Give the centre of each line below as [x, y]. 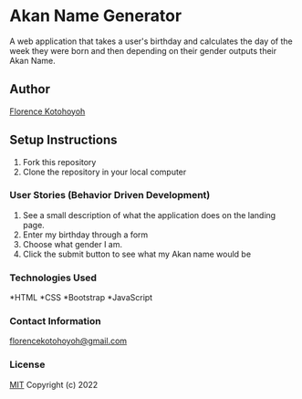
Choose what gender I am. [73, 244]
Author [30, 89]
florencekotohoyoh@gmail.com [68, 341]
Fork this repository [59, 162]
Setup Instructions [63, 140]
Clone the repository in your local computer [104, 172]
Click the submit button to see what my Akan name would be [137, 254]
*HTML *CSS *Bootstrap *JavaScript [81, 298]
